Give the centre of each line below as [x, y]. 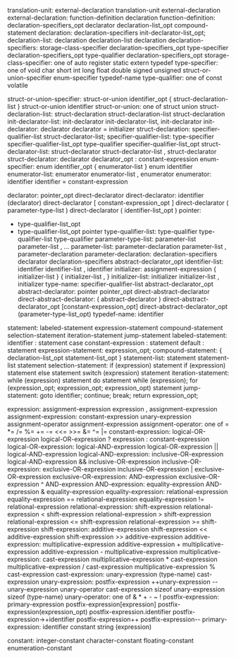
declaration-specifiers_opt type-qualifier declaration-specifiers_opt [105, 55]
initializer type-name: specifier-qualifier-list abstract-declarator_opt [115, 284]
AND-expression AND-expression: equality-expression [125, 484]
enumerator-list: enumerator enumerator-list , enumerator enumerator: [109, 174]
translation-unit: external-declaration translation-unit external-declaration [114, 10]
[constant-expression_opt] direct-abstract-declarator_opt [144, 306]
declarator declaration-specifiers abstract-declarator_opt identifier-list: [120, 262]
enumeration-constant [40, 648]
